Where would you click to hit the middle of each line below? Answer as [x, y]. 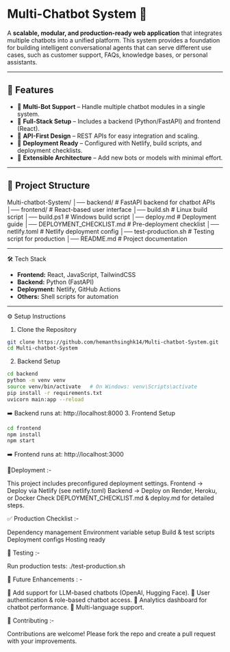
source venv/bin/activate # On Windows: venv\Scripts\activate [102, 387]
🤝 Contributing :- [31, 620]
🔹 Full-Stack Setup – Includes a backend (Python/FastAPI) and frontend [118, 121]
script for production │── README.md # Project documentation [97, 239]
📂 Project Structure [49, 185]
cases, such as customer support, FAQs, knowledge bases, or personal [107, 55]
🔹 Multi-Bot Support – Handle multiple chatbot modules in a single [111, 106]
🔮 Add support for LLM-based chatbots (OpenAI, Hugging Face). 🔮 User [108, 593]
